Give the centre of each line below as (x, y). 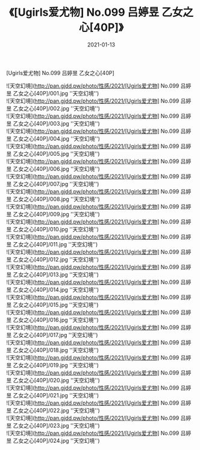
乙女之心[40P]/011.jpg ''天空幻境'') (55, 244)
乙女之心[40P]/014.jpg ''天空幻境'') (56, 289)
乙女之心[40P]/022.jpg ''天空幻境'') (57, 410)
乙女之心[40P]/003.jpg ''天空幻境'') (57, 123)
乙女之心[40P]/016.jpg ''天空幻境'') (56, 320)
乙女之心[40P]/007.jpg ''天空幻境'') (56, 184)
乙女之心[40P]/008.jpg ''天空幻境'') (57, 199)
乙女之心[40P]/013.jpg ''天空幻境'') (56, 274)
